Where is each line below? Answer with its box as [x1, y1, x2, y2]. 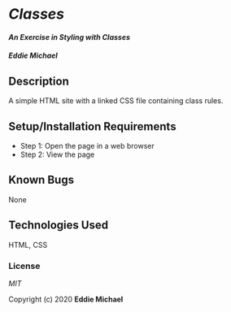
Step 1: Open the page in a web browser [20, 141, 155, 150]
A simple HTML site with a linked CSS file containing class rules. [8, 96, 224, 106]
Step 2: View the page [20, 149, 95, 159]
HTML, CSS [8, 240, 48, 249]
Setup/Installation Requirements [8, 119, 177, 133]
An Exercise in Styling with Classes [8, 32, 130, 41]
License [8, 260, 41, 271]
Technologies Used [8, 219, 108, 232]
